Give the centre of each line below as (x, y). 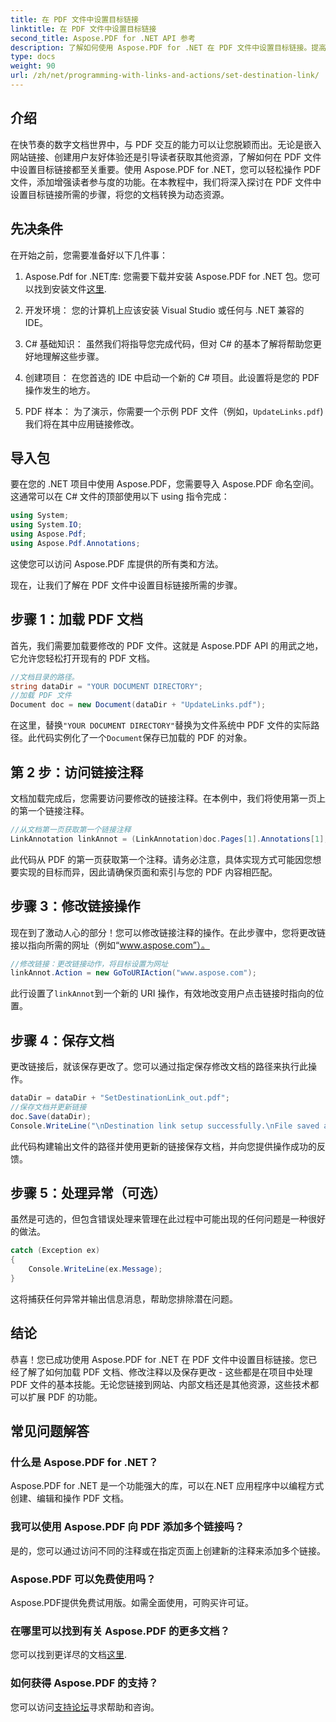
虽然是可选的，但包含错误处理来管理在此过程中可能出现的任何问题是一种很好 (168, 1219)
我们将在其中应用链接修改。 (82, 423)
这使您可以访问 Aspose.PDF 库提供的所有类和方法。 (117, 563)
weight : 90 (33, 66)
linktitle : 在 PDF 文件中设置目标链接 (83, 29)
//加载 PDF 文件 (41, 696)
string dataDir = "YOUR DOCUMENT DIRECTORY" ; (106, 686)
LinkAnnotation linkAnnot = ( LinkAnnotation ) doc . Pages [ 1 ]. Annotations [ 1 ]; (169, 839)
